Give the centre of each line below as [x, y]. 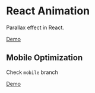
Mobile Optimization [45, 58]
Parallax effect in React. [35, 27]
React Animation [48, 11]
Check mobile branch [32, 72]
